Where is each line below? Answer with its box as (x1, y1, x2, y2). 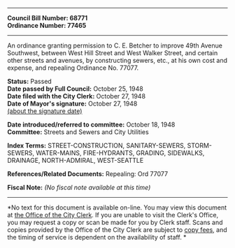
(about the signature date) (7, 107, 83, 115)
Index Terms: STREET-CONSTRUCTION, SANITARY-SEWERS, (7, 141, 186, 149)
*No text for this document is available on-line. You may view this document (7, 203, 227, 212)
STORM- (187, 141, 212, 149)
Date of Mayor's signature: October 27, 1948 (7, 99, 138, 108)
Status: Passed (7, 78, 52, 85)
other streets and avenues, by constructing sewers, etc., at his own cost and (7, 57, 227, 64)
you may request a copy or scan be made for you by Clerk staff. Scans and (7, 218, 223, 226)
